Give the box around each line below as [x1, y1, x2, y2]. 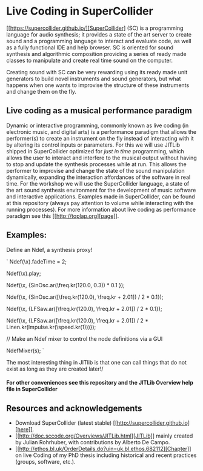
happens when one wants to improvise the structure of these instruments [6, 81, 190, 89]
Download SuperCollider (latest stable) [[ [15, 419, 118, 427]
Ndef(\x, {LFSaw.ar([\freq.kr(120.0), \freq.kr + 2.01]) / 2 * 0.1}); [6, 305, 162, 312]
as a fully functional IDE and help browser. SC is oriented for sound [6, 44, 174, 51]
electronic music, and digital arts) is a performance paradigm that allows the [6, 128, 197, 135]
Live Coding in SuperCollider [6, 4, 153, 18]
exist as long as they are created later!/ [6, 365, 104, 372]
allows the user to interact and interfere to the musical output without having [6, 154, 197, 161]
